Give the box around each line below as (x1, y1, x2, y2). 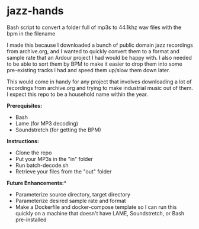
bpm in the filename (7, 30, 56, 37)
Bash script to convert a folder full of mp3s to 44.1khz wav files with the (7, 24, 182, 31)
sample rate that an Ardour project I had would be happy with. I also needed (7, 54, 192, 61)
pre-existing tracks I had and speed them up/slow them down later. (7, 66, 171, 73)
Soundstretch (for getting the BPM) (15, 126, 101, 133)
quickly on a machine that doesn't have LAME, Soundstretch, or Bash (15, 209, 185, 217)
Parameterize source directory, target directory (15, 191, 131, 198)
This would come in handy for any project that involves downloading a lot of (7, 78, 192, 85)
